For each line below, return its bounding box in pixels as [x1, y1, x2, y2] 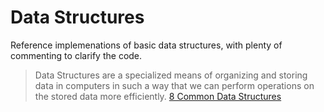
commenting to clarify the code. [10, 49, 143, 61]
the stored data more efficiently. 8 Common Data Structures [34, 90, 282, 102]
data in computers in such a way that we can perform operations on [34, 79, 315, 91]
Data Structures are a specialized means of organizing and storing [34, 69, 308, 81]
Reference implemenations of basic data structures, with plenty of [10, 39, 283, 51]
